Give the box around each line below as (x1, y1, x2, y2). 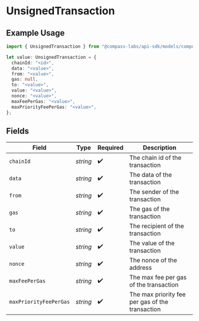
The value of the (129, 239, 175, 247)
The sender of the (129, 188, 179, 196)
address (129, 263, 152, 272)
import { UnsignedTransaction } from (6, 43, 99, 49)
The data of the (129, 171, 172, 179)
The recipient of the (129, 222, 185, 230)
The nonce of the (129, 256, 178, 265)
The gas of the (129, 205, 170, 213)
